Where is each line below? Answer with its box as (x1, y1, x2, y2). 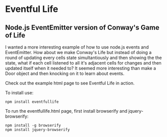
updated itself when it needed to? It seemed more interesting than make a (5, 66, 157, 71)
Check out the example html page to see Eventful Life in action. (5, 80, 135, 86)
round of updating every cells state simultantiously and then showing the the (5, 55, 163, 61)
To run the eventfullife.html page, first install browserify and (5, 108, 128, 114)
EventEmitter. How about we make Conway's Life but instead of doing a (5, 50, 152, 55)
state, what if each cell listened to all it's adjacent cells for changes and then (5, 60, 162, 66)
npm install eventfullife (5, 99, 59, 104)
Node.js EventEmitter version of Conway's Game (5, 23, 160, 32)
